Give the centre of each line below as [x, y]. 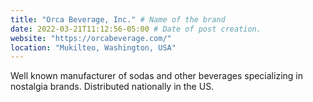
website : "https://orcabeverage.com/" [91, 38]
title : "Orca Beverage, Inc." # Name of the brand [118, 19]
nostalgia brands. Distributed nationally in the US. [112, 87]
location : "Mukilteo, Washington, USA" [93, 47]
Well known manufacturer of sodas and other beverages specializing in [156, 76]
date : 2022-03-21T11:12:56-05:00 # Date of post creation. [136, 29]
